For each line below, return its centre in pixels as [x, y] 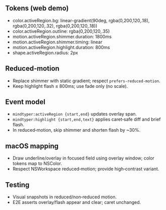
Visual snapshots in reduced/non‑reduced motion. [65, 197]
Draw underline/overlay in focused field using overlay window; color [84, 158]
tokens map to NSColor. [37, 164]
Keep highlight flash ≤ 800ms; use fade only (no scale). [70, 86]
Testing [17, 185]
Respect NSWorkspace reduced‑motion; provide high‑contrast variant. [86, 169]
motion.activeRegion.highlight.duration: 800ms [61, 47]
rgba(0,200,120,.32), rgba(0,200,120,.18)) [55, 26]
